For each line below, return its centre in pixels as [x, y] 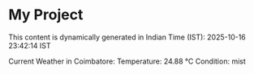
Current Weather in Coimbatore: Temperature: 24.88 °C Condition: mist [127, 61]
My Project [46, 15]
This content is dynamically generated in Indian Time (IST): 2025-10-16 [127, 37]
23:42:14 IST [30, 45]
